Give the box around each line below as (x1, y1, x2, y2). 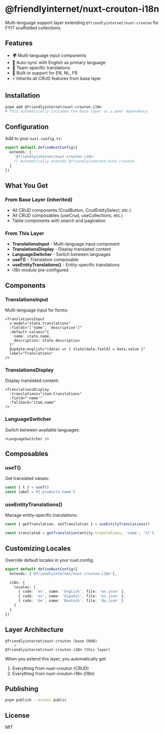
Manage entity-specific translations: (5, 512, 78, 518)
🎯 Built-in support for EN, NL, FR (12, 70, 77, 76)
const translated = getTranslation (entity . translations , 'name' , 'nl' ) (5, 531, 154, 535)
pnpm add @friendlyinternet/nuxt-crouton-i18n (5, 104, 102, 109)
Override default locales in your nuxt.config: (5, 557, 94, 563)
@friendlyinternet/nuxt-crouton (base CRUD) (5, 638, 97, 643)
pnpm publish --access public (5, 698, 67, 703)
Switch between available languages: (5, 427, 80, 432)
